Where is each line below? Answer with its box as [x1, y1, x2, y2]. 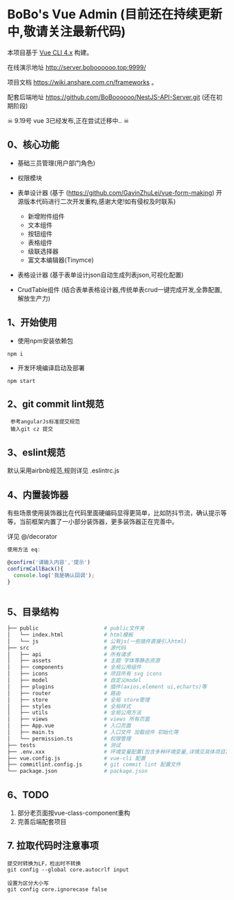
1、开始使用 [7, 317, 58, 328]
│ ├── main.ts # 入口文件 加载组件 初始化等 [7, 729, 179, 736]
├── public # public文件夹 [7, 625, 145, 632]
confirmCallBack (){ [7, 565, 64, 572]
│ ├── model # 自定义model [7, 677, 141, 684]
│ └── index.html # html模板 [7, 631, 134, 638]
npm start [7, 377, 36, 384]
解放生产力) [17, 294, 51, 303]
